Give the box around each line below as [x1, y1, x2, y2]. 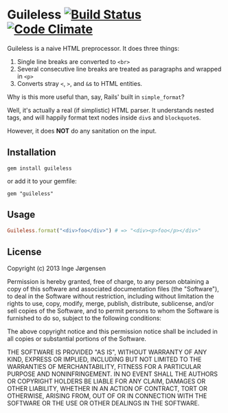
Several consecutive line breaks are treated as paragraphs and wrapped [16, 65, 222, 73]
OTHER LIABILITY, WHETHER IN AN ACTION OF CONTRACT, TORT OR [7, 385, 207, 393]
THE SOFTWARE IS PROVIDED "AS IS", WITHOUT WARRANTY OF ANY [7, 348, 207, 357]
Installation [7, 146, 56, 158]
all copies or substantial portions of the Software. [7, 335, 146, 343]
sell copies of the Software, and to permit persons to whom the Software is [7, 306, 220, 315]
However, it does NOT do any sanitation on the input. [7, 126, 157, 135]
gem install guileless [7, 165, 72, 172]
